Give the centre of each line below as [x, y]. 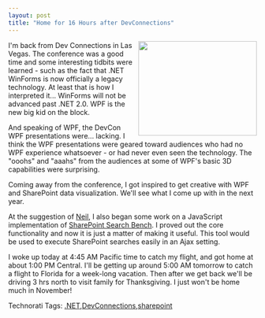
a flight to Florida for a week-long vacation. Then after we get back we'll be [130, 273]
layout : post [30, 15]
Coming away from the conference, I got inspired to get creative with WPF [129, 184]
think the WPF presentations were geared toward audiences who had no [125, 144]
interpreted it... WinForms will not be [67, 95]
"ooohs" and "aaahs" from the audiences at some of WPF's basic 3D [120, 161]
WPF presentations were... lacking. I [67, 135]
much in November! [40, 290]
